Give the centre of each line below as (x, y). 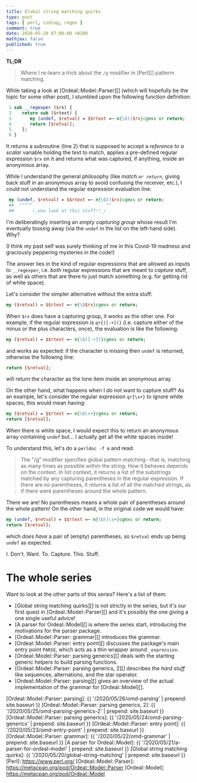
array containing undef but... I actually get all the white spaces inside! (90, 437)
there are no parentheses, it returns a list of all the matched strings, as (106, 485)
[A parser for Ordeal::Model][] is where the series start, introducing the (101, 624)
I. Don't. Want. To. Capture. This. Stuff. (53, 554)
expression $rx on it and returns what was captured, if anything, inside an (95, 159)
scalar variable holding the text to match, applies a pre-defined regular (92, 153)
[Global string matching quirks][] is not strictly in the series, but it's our (100, 605)
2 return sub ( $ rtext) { (43, 113)
